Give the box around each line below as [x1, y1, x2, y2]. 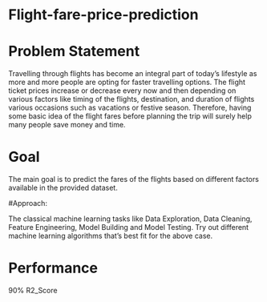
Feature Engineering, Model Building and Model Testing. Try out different [8, 223, 249, 232]
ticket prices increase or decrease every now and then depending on [8, 86, 237, 95]
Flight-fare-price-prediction [8, 6, 199, 24]
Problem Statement [8, 42, 140, 61]
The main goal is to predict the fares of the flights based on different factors [8, 175, 259, 184]
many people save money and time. [8, 120, 126, 130]
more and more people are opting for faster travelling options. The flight [8, 78, 246, 87]
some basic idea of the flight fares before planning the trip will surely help [8, 111, 253, 121]
